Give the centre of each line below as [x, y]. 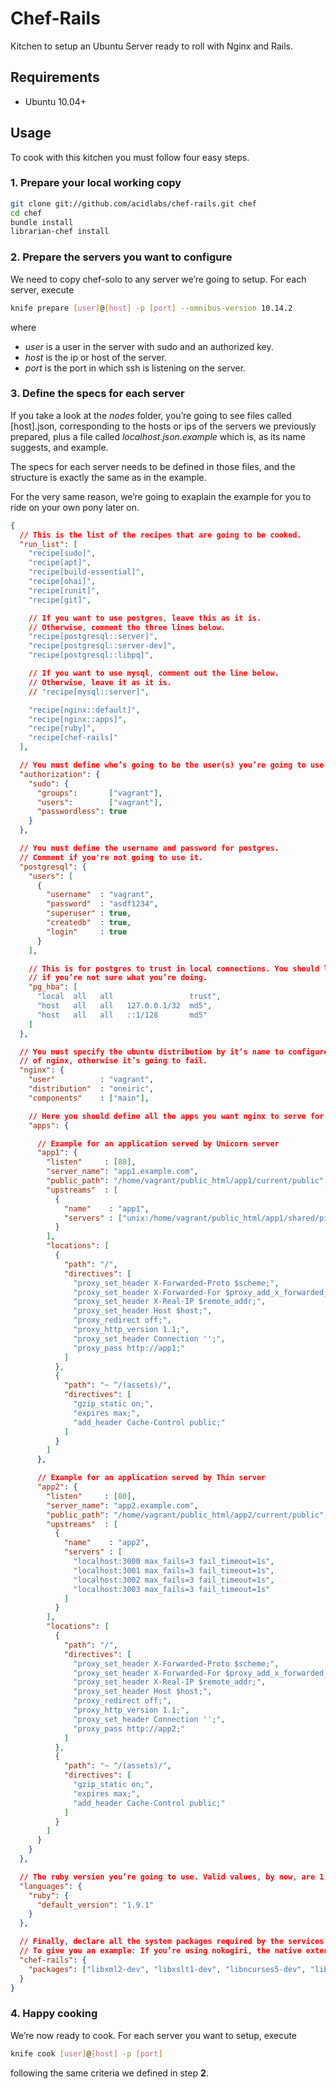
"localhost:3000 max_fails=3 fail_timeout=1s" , [174, 1562]
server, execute [42, 289]
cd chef [26, 213]
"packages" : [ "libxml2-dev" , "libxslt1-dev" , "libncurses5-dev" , [167, 1969]
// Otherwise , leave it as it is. [100, 682]
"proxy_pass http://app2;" [129, 1728]
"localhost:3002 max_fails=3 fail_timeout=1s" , [174, 1580]
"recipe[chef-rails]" [73, 738]
